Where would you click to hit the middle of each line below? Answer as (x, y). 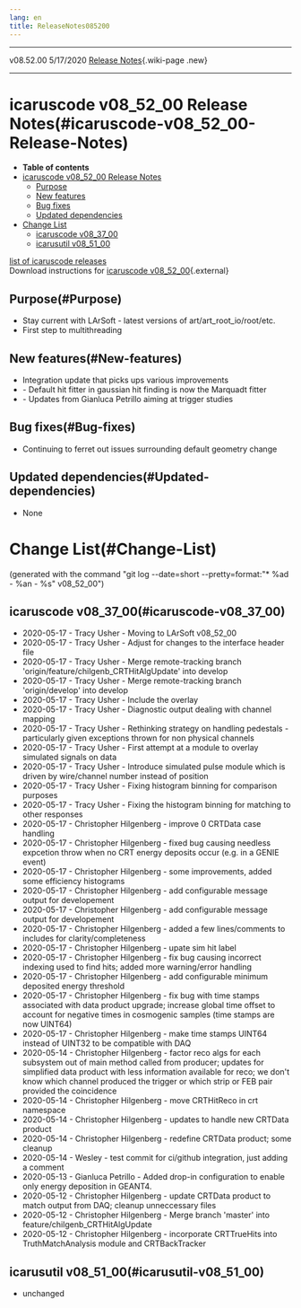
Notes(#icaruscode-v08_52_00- (133, 123)
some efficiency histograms (73, 882)
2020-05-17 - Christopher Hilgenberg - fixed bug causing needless (146, 843)
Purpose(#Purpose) (66, 298)
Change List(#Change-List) (113, 549)
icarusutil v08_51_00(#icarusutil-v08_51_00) (137, 1272)
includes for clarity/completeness (84, 938)
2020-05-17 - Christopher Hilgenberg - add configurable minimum (145, 977)
